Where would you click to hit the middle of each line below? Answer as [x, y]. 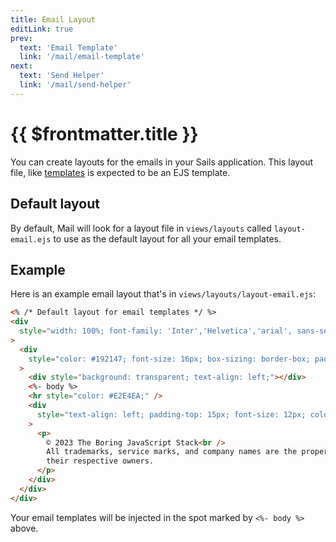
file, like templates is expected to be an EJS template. [120, 172]
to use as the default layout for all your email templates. [167, 238]
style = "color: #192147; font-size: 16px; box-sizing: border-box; [169, 359]
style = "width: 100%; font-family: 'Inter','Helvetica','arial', [156, 331]
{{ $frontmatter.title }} [104, 133]
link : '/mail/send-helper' [75, 85]
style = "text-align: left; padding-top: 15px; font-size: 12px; [171, 414]
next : [21, 66]
